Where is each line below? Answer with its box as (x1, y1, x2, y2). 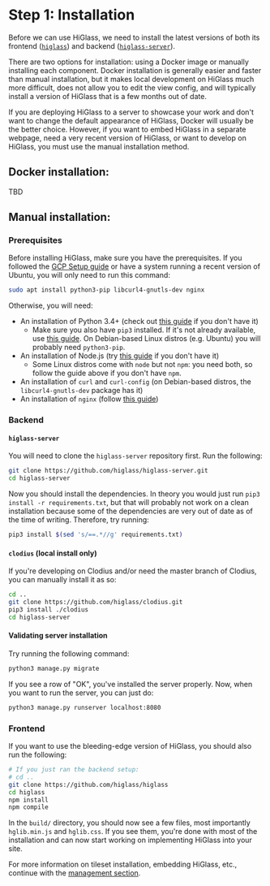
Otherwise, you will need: (8, 300, 93, 310)
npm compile (8, 803, 49, 811)
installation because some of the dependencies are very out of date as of (8, 506, 254, 516)
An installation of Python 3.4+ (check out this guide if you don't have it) (19, 317, 259, 326)
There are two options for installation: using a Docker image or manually (8, 57, 249, 67)
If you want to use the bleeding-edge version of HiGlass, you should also (8, 741, 252, 751)
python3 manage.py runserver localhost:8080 (8, 703, 161, 711)
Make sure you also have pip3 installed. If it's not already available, (32, 325, 256, 335)
